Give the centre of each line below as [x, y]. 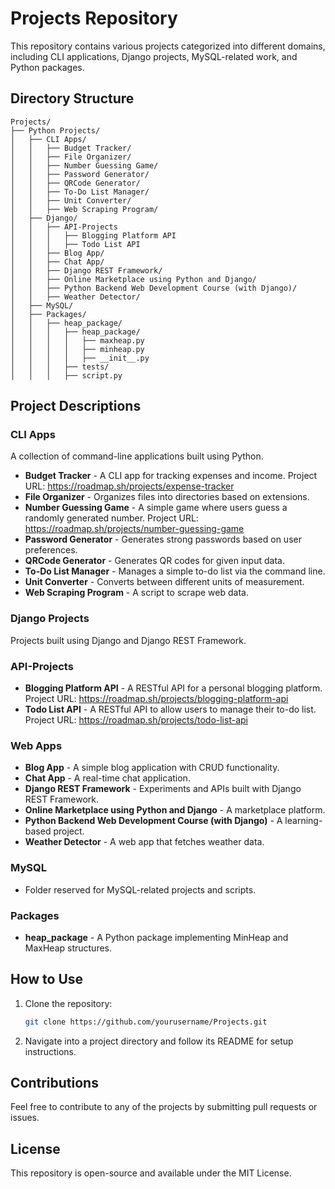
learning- [303, 821]
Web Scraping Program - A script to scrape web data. [136, 593]
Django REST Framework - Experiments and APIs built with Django [163, 789]
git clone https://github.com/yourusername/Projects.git [146, 1022]
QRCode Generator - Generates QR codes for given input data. [154, 561]
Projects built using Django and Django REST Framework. [128, 640]
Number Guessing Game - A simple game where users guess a [156, 508]
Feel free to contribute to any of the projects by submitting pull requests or [164, 1107]
